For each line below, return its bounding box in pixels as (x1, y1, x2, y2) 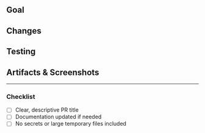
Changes (6, 26, 41, 36)
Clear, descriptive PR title (15, 106, 79, 113)
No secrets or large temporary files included (15, 120, 127, 128)
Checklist (6, 92, 35, 101)
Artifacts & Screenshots (6, 67, 99, 77)
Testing (6, 46, 36, 57)
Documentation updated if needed (15, 113, 102, 121)
